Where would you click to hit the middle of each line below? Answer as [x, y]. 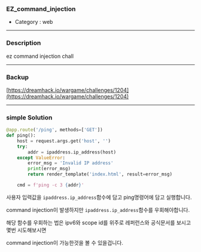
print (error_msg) [49, 169]
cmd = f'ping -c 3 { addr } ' [51, 185]
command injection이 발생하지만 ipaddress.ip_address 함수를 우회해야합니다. [98, 210]
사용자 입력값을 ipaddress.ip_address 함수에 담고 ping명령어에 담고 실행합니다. [99, 197]
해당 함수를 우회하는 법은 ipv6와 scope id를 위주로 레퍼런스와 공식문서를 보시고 [99, 222]
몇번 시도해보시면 [26, 230]
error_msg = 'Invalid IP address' [71, 163]
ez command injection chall [40, 56]
